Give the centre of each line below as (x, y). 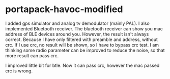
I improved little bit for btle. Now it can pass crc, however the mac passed (82, 65)
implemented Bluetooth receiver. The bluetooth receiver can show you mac (84, 28)
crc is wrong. (19, 71)
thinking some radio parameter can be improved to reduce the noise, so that (85, 50)
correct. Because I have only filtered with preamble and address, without (81, 39)
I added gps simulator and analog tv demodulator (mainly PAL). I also (78, 23)
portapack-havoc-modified (64, 9)
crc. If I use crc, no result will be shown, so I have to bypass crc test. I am (82, 45)
